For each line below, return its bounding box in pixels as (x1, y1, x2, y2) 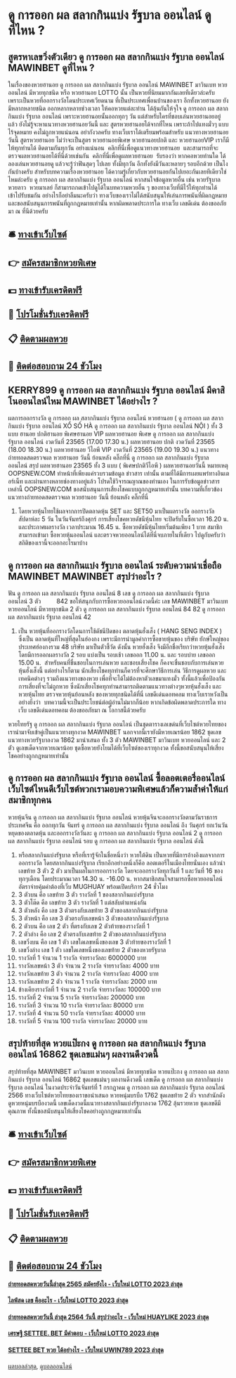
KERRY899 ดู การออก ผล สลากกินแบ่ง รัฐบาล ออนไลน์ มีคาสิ (8, 384, 225, 396)
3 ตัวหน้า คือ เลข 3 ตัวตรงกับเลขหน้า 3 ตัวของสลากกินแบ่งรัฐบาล (18, 914, 169, 922)
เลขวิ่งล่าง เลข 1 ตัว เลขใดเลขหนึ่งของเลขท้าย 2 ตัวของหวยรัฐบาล (18, 945, 166, 954)
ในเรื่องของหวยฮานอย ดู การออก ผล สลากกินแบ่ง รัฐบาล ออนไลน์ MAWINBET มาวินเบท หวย (8, 81, 228, 89)
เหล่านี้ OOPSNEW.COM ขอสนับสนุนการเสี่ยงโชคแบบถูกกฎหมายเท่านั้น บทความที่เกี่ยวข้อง (8, 485, 223, 493)
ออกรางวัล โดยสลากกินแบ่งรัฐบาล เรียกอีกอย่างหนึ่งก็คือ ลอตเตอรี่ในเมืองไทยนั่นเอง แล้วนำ (18, 858, 225, 867)
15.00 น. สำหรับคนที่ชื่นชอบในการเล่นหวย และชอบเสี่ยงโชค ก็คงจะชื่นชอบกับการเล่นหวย (18, 658, 224, 667)
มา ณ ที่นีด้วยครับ (8, 207, 48, 215)
